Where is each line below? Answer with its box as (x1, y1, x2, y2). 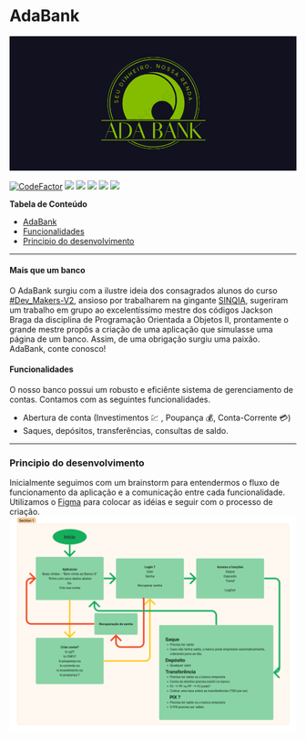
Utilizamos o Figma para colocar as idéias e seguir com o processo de (9, 497, 273, 508)
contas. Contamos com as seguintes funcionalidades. (9, 394, 211, 406)
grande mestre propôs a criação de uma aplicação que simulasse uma (9, 324, 273, 334)
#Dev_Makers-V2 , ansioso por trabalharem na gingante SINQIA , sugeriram (9, 294, 289, 305)
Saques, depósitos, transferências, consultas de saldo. (22, 426, 229, 437)
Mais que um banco (9, 265, 86, 276)
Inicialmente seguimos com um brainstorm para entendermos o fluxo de (9, 478, 280, 488)
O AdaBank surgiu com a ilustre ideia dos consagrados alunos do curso (9, 284, 278, 296)
